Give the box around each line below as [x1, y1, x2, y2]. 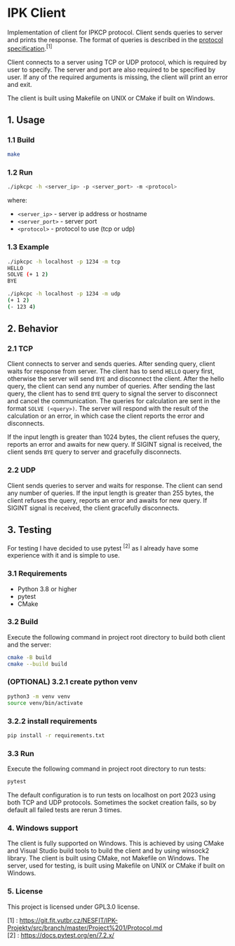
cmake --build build [7, 661, 68, 668]
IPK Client [7, 5, 67, 21]
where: [7, 196, 28, 205]
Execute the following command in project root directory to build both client [7, 633, 226, 641]
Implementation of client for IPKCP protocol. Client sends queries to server [7, 28, 223, 36]
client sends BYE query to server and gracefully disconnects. [7, 447, 182, 457]
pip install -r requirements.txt [7, 731, 105, 739]
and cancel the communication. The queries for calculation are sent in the [7, 397, 221, 405]
